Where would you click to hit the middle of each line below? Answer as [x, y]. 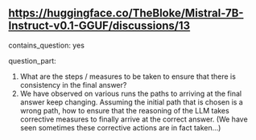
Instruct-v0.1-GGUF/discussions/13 [99, 26]
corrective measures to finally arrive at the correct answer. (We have [134, 119]
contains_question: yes [46, 45]
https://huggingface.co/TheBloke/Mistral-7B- [126, 13]
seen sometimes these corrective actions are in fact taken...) [120, 127]
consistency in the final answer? [73, 84]
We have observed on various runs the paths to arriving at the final [131, 93]
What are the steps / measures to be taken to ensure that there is [128, 76]
